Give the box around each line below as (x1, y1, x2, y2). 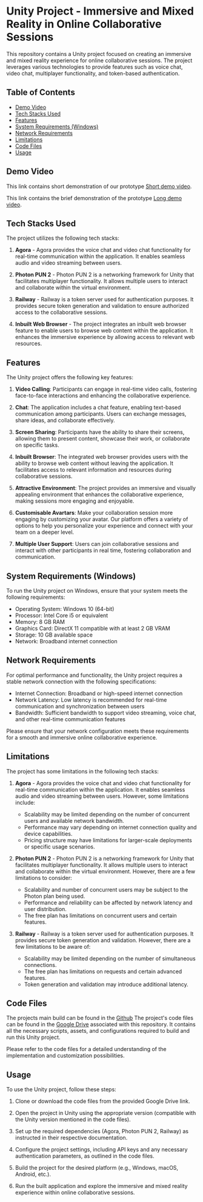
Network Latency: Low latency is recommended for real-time (15, 696, 167, 704)
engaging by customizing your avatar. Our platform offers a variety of (15, 515, 188, 523)
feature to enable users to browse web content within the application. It (15, 327, 193, 334)
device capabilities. (24, 830, 73, 837)
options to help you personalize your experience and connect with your (15, 522, 193, 529)
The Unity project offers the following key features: (6, 374, 133, 381)
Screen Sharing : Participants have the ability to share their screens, (15, 428, 185, 436)
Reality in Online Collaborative (6, 17, 162, 31)
